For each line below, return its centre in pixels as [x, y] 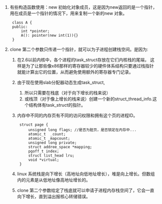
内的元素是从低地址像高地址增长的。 [54, 180]
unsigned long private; [53, 143]
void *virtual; [44, 160]
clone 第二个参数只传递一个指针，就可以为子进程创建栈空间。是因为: [79, 49]
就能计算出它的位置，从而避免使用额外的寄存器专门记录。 [75, 72]
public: [20, 27]
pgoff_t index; [44, 151]
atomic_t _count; [47, 134]
